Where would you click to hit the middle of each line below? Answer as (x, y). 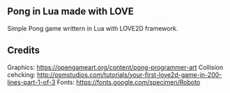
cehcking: (22, 74)
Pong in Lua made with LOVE (70, 12)
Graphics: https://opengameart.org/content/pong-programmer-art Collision (115, 67)
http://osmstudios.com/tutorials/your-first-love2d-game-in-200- (130, 74)
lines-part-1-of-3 (31, 82)
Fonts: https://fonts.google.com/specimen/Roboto (129, 82)
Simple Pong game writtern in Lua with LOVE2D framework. (93, 28)
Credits (24, 51)
